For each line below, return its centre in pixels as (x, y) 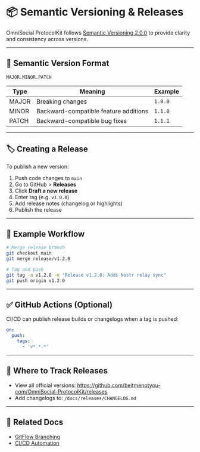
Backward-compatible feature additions (93, 111)
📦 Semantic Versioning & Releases (95, 12)
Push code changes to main (48, 178)
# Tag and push (25, 270)
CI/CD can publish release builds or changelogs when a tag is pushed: (92, 319)
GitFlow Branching (37, 436)
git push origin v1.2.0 (36, 281)
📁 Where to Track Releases (57, 371)
